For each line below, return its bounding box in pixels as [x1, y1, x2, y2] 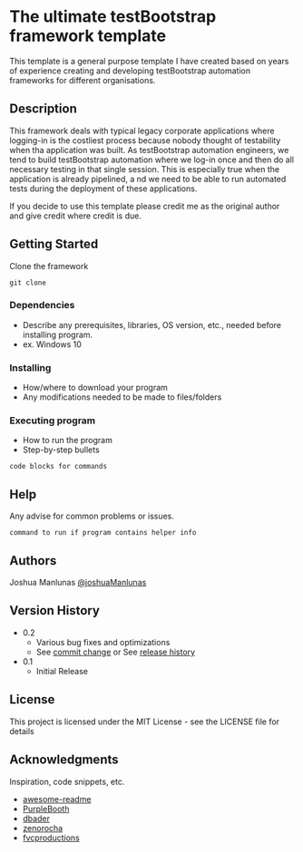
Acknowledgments [9, 752, 120, 768]
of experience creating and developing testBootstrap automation [9, 65, 251, 76]
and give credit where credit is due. [9, 210, 142, 221]
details [9, 725, 34, 736]
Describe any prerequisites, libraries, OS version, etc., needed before [22, 319, 282, 330]
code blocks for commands [9, 462, 107, 471]
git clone [9, 278, 47, 287]
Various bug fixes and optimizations [35, 636, 171, 647]
